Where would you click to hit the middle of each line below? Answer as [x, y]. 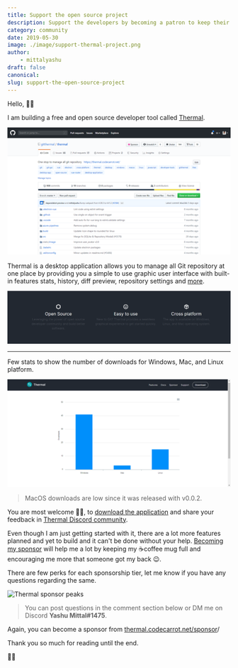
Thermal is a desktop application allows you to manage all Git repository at [116, 266]
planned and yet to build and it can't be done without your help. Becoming [115, 541]
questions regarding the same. [52, 580]
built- [222, 273]
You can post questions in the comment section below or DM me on [124, 608]
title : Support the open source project [68, 15]
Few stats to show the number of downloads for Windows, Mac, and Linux [115, 362]
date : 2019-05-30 [33, 38]
